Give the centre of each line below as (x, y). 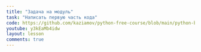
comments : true (25, 39)
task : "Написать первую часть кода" (52, 17)
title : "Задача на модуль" (40, 12)
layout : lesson (25, 34)
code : (13, 23)
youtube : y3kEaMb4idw (33, 28)
